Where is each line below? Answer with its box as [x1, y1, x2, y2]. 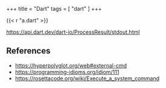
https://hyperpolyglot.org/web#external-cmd [14, 61, 127, 69]
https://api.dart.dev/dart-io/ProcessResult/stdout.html [6, 28, 140, 36]
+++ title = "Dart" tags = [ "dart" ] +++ [6, 5, 102, 12]
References [6, 46, 51, 56]
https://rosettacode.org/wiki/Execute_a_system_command [14, 75, 160, 82]
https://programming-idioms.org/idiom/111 [14, 68, 120, 75]
